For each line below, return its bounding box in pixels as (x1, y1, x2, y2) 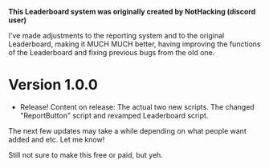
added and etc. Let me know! (8, 134, 105, 144)
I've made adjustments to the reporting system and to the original (8, 31, 225, 40)
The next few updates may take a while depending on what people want (8, 126, 247, 135)
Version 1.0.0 (8, 76, 98, 94)
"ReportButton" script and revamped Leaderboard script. (19, 110, 209, 120)
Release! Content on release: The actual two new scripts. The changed (19, 102, 255, 111)
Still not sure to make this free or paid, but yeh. (8, 150, 163, 159)
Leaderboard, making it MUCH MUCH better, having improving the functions (8, 39, 261, 49)
